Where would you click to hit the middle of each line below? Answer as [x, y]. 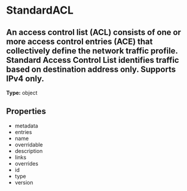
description [28, 151]
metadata [26, 126]
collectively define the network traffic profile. [92, 51]
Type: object [22, 93]
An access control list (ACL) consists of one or [93, 32]
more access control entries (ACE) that [80, 41]
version [24, 182]
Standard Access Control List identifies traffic [93, 60]
